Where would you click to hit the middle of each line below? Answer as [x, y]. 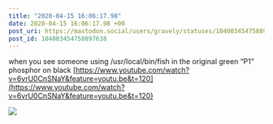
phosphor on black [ [42, 71]
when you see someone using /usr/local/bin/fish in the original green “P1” [131, 62]
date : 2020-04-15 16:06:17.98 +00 [67, 24]
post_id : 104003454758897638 [58, 38]
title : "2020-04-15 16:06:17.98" [65, 16]
